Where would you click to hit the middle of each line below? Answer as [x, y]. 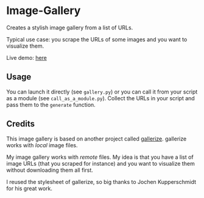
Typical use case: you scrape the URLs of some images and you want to [97, 39]
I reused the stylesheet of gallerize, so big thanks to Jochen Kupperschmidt [101, 182]
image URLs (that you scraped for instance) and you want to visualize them [100, 163]
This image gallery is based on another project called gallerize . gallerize [97, 139]
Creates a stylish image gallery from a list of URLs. [70, 28]
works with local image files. [42, 145]
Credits [21, 124]
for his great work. [30, 188]
